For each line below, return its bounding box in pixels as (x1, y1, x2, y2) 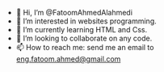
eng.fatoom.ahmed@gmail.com (15, 54, 121, 64)
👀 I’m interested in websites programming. (15, 16, 157, 26)
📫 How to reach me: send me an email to (15, 43, 154, 52)
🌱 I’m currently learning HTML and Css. (15, 25, 148, 34)
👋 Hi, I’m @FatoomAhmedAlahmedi (15, 8, 133, 17)
